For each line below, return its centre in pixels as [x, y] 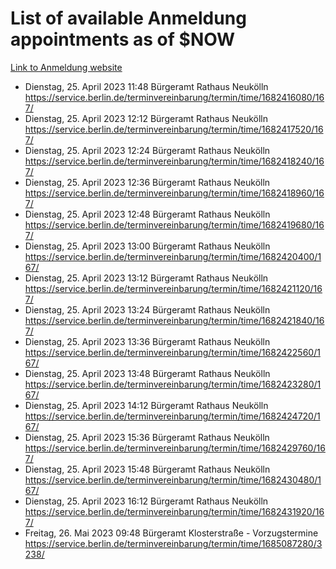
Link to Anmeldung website [66, 67]
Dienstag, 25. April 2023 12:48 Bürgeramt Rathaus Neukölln [147, 214]
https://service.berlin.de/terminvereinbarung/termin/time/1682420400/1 [173, 256]
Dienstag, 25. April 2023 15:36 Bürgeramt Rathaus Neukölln [147, 437]
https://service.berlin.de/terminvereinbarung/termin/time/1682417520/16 [174, 129]
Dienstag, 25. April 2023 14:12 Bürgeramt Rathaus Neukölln [146, 405]
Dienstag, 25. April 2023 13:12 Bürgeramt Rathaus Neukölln [146, 278]
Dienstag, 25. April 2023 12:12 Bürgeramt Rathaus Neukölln [146, 118]
